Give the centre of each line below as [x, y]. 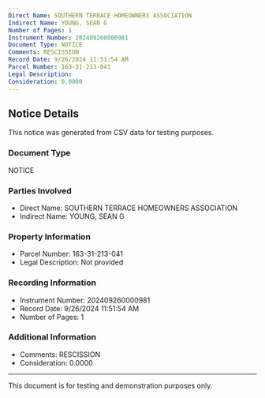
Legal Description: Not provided [71, 262]
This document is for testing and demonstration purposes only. [110, 385]
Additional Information [52, 337]
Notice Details [43, 113]
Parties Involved [40, 190]
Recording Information [52, 283]
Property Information [49, 236]
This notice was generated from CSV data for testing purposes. [111, 133]
